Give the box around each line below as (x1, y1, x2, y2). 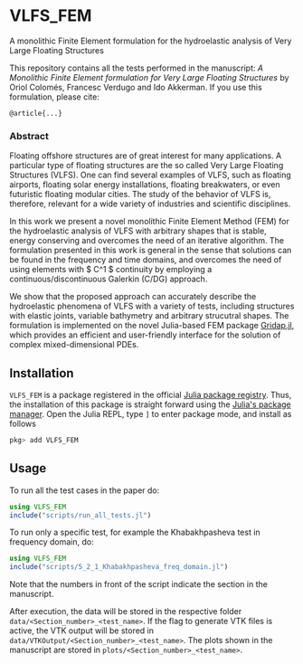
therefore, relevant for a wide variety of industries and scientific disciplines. (9, 198, 291, 209)
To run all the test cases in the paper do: (9, 485, 160, 496)
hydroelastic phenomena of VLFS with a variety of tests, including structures (9, 300, 295, 312)
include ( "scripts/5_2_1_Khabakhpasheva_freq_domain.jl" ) (9, 563, 229, 572)
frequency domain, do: (9, 536, 94, 547)
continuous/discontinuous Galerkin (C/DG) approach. (9, 273, 208, 285)
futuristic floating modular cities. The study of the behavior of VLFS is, (9, 189, 271, 200)
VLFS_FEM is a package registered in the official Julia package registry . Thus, (9, 390, 292, 401)
